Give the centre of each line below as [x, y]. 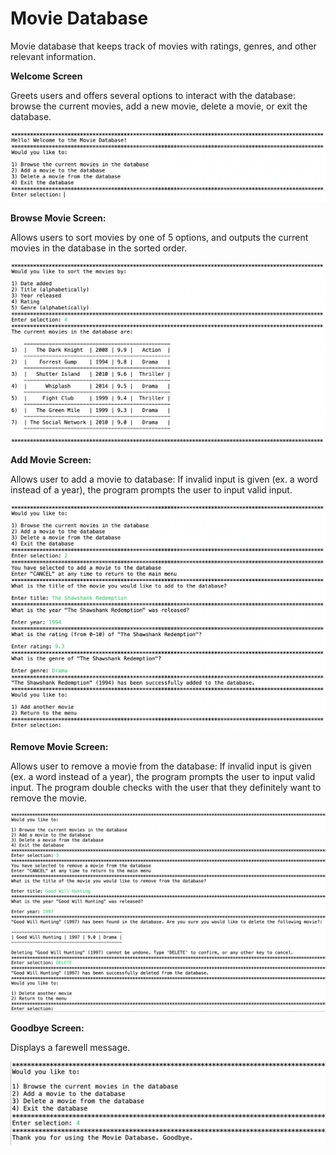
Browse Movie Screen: [58, 218]
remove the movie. [49, 798]
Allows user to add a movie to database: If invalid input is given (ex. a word [164, 479]
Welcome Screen [46, 76]
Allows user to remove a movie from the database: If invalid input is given [161, 766]
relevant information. [53, 56]
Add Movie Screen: [51, 459]
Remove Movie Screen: [59, 746]
